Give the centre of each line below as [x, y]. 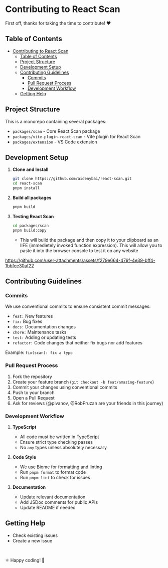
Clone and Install [30, 169]
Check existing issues [35, 535]
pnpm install [26, 188]
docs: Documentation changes [44, 327]
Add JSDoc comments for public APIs [59, 502]
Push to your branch [34, 393]
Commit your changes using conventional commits [65, 387]
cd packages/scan [31, 226]
